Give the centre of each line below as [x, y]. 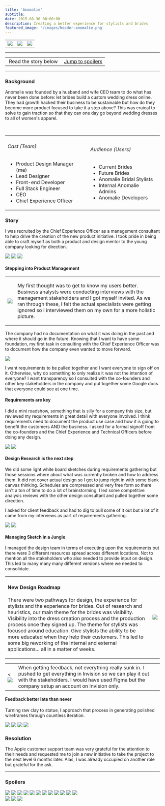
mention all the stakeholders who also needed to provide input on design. [79, 558]
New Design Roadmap [34, 587]
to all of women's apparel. [31, 118]
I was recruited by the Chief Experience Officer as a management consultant [82, 231]
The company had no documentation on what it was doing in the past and [80, 333]
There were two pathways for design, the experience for [72, 600]
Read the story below [33, 62]
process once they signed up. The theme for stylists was [73, 624]
